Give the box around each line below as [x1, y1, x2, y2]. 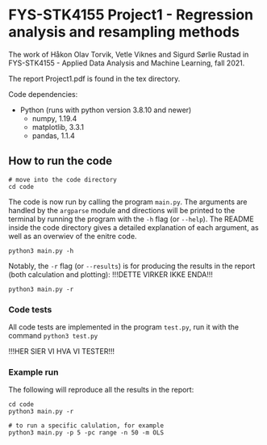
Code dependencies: [8, 89, 78, 99]
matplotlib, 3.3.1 [31, 122, 85, 132]
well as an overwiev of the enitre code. [8, 231, 137, 241]
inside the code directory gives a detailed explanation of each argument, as [8, 222, 260, 232]
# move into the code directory [8, 175, 117, 183]
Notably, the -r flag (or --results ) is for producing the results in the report [8, 261, 256, 271]
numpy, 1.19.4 [31, 113, 77, 123]
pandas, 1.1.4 [31, 131, 75, 141]
